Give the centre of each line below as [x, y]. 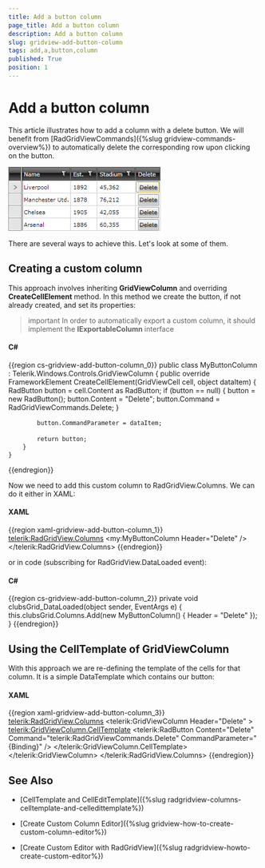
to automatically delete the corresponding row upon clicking [151, 147]
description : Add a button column [66, 34]
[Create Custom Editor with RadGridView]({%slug [101, 848]
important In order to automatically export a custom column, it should [141, 321]
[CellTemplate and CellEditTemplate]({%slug [93, 800]
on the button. [32, 155]
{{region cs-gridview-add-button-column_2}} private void [103, 599]
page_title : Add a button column [64, 25]
